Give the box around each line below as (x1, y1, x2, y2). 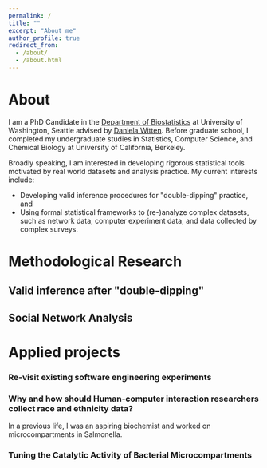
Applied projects (8, 343, 121, 361)
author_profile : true (8, 34, 80, 42)
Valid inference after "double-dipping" (8, 284, 205, 298)
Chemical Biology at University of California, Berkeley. (8, 142, 186, 152)
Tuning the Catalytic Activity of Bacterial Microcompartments (8, 450, 253, 461)
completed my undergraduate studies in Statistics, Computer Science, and (8, 133, 253, 144)
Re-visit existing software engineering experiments (8, 371, 212, 383)
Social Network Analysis (8, 311, 133, 324)
